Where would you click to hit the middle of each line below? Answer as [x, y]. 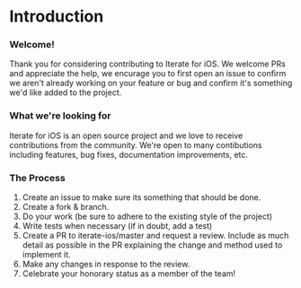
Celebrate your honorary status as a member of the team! [129, 274]
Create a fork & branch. [66, 207]
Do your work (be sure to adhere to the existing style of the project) [147, 216]
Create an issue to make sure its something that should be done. [142, 197]
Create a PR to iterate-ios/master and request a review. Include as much [155, 236]
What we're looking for [60, 116]
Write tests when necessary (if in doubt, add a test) [117, 226]
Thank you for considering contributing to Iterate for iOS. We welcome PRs [147, 64]
